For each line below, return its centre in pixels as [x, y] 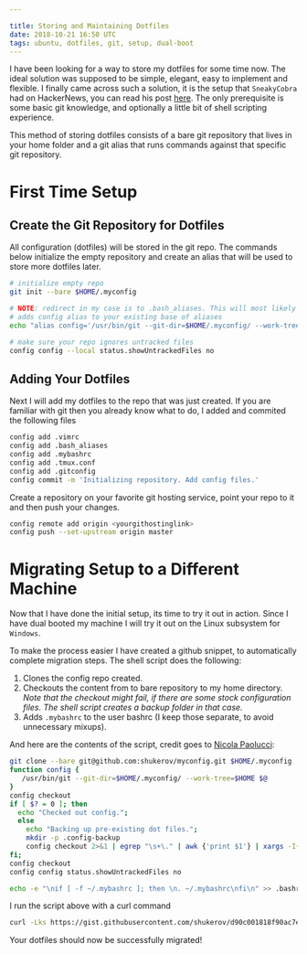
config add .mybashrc [51, 455]
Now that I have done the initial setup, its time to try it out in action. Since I [149, 614]
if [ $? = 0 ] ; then [49, 804]
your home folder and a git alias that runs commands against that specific [148, 145]
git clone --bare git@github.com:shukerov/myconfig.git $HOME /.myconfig [151, 761]
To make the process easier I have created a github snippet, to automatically [153, 651]
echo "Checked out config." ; [73, 812]
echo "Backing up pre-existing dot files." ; [112, 830]
